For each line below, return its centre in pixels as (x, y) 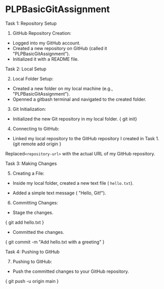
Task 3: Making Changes (31, 163)
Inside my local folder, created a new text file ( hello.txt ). (73, 183)
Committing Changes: (35, 202)
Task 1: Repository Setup (31, 23)
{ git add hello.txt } (25, 222)
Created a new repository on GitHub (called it (60, 48)
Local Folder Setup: (33, 78)
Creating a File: (28, 173)
